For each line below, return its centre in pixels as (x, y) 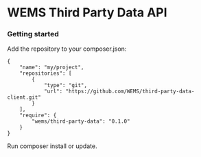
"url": (53, 92)
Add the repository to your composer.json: (67, 49)
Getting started (33, 34)
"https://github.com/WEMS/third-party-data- (130, 92)
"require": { (38, 116)
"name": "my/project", (52, 68)
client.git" (24, 97)
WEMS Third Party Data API (87, 13)
